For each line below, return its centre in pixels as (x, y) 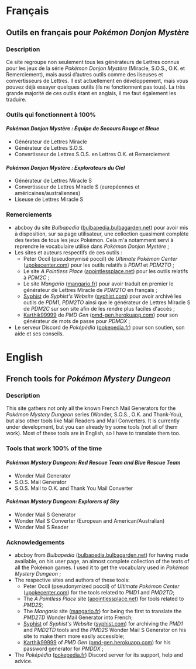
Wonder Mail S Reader (42, 527)
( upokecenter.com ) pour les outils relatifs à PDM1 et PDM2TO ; (99, 265)
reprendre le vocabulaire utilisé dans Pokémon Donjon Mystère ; (92, 246)
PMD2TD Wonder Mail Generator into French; (78, 617)
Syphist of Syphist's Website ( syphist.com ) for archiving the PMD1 (103, 623)
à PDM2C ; (36, 277)
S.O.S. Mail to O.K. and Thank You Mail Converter (74, 488)
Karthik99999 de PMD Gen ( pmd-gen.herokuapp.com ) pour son (101, 315)
